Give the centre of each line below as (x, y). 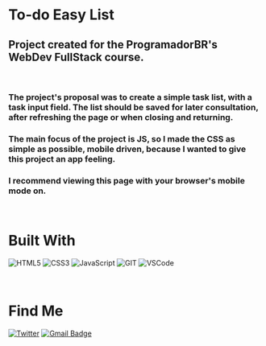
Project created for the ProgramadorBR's (113, 45)
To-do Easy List (62, 15)
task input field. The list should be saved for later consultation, (133, 107)
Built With (42, 241)
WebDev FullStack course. (76, 57)
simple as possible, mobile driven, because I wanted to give (127, 149)
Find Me (36, 311)
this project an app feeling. (62, 159)
